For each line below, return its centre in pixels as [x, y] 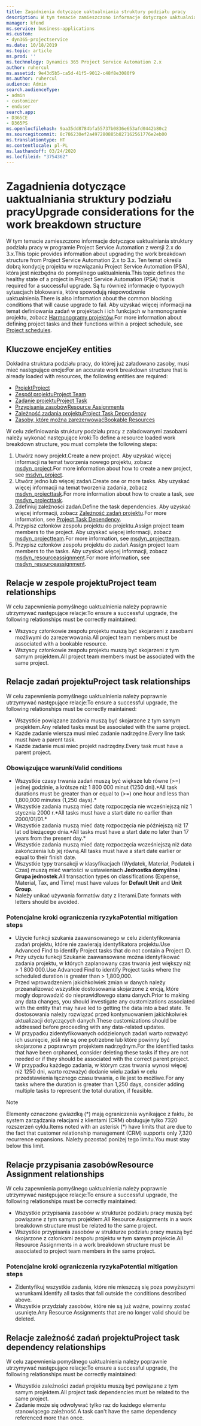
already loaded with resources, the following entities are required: [87, 376]
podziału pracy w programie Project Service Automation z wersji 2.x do [94, 248]
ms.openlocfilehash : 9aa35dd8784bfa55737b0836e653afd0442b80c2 [87, 129]
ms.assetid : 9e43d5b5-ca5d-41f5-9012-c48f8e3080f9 [71, 73]
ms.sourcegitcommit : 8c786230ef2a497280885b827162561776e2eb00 [87, 135]
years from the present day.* [50, 838]
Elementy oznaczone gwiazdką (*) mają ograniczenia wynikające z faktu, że [100, 1114]
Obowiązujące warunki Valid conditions [64, 768]
